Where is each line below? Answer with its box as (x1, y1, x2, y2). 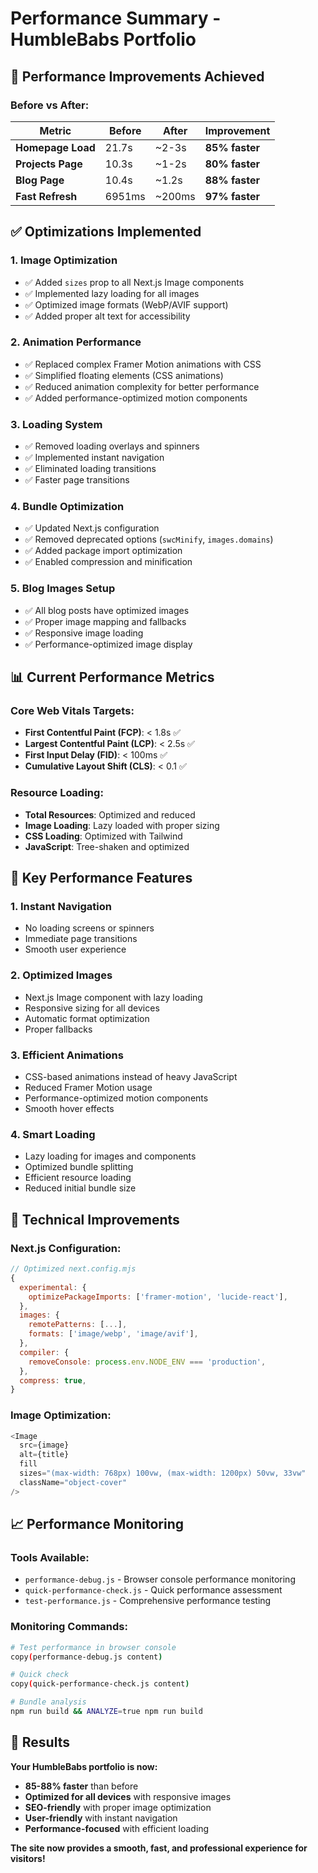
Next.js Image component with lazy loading (24, 991, 203, 1003)
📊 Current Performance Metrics (10, 669, 215, 686)
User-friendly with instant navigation (24, 1812, 178, 1824)
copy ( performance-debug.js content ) (10, 1652, 163, 1662)
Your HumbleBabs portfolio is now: (10, 1760, 158, 1772)
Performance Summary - (10, 7, 222, 30)
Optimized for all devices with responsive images (24, 1790, 232, 1802)
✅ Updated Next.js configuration (24, 522, 160, 534)
